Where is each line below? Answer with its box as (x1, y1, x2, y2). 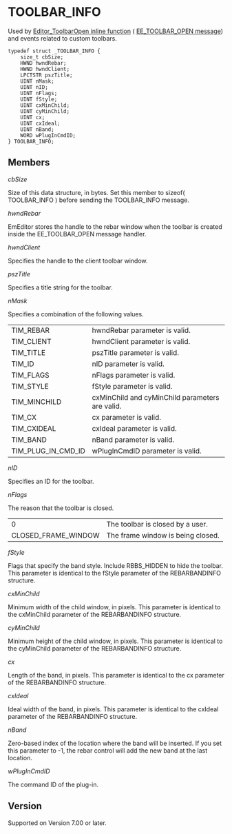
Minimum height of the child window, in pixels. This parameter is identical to (8, 637, 223, 645)
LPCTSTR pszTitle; (20, 72, 73, 79)
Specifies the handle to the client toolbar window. (8, 256, 148, 265)
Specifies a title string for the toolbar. (8, 283, 113, 292)
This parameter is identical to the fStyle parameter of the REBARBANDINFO (8, 569, 221, 577)
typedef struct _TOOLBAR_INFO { (8, 48, 101, 54)
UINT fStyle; (20, 96, 58, 103)
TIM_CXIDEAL (11, 423, 56, 433)
